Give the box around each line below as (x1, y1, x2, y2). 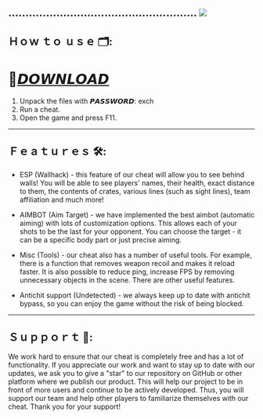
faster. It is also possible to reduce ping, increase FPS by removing (19, 267, 235, 276)
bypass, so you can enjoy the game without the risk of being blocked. (19, 298, 244, 308)
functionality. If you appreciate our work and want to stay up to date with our (8, 360, 255, 370)
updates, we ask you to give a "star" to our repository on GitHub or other (8, 369, 243, 378)
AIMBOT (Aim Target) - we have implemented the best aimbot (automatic (19, 209, 255, 219)
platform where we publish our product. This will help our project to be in (8, 377, 243, 387)
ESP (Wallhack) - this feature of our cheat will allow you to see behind (19, 169, 245, 179)
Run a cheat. (19, 104, 61, 114)
